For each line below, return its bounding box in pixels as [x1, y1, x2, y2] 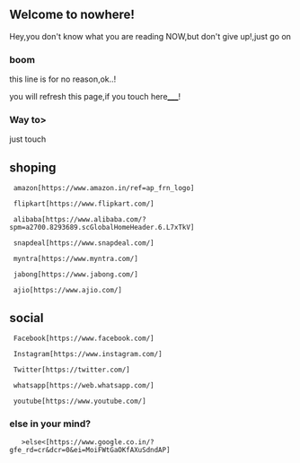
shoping [9, 160, 57, 175]
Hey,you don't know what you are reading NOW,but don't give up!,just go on [9, 31, 292, 41]
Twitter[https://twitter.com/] [13, 365, 130, 375]
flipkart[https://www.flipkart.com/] [13, 199, 154, 209]
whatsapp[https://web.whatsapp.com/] [13, 381, 154, 390]
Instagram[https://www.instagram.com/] [13, 350, 163, 359]
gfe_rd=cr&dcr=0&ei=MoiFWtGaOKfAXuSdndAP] [9, 446, 171, 455]
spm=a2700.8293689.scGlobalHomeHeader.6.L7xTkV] [9, 223, 195, 232]
